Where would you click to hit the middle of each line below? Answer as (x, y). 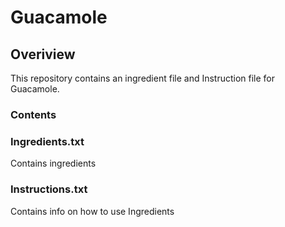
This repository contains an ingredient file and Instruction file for (143, 78)
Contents (33, 114)
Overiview (43, 54)
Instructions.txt (49, 189)
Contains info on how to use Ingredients (92, 211)
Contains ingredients (53, 163)
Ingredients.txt (47, 141)
